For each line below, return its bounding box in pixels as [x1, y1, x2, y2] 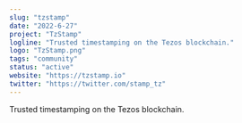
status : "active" [9, 63, 74, 72]
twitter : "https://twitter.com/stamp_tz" [9, 79, 167, 88]
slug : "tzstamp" [9, 12, 70, 22]
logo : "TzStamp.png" [9, 46, 87, 55]
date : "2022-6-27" [9, 21, 78, 30]
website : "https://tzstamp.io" [9, 71, 126, 80]
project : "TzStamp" [9, 29, 82, 38]
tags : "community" [9, 54, 78, 63]
